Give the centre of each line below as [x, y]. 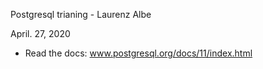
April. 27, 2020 [40, 33]
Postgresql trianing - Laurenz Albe [81, 14]
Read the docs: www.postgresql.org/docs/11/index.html [138, 53]
